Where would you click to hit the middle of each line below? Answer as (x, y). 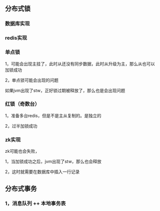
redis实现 (16, 38)
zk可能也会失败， (22, 151)
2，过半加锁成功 (21, 126)
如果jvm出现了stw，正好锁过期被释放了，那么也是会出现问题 (65, 90)
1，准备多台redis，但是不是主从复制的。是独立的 (53, 115)
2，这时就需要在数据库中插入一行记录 (42, 172)
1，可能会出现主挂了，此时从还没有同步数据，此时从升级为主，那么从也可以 (80, 64)
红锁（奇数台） (22, 104)
